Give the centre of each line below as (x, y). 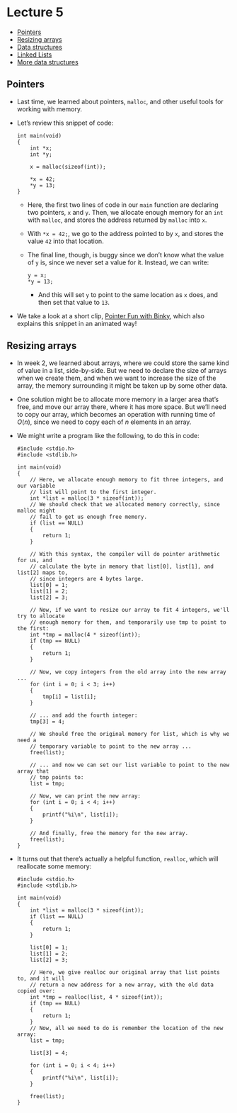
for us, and (34, 560)
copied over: (36, 991)
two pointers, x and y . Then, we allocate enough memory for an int (125, 212)
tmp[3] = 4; (47, 721)
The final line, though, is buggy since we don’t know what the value (126, 255)
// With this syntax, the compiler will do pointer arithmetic (125, 554)
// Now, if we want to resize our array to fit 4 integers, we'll (130, 610)
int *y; (41, 154)
